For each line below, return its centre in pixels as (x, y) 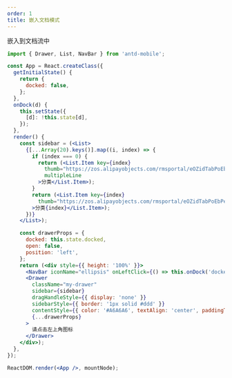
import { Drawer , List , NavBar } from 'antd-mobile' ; (86, 54)
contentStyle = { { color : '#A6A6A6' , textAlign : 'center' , (116, 310)
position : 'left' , (52, 252)
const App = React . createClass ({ (55, 66)
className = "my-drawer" (65, 285)
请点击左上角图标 (53, 330)
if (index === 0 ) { (60, 156)
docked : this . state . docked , (66, 240)
